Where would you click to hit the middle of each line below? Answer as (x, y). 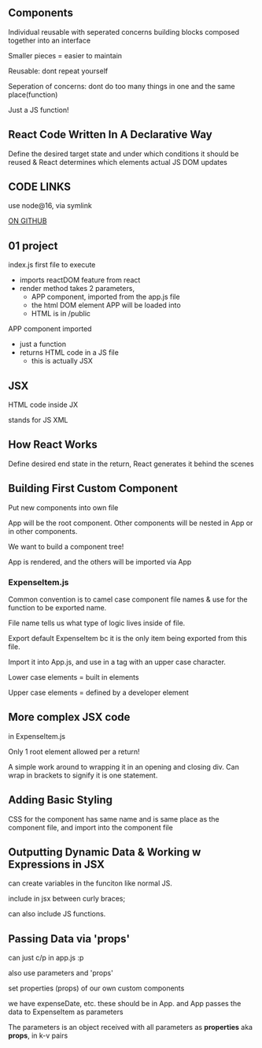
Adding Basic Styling (60, 800)
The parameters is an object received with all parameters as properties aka (131, 1027)
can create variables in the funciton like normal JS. (90, 883)
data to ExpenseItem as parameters (66, 1012)
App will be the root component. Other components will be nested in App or (131, 523)
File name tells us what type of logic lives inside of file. (97, 623)
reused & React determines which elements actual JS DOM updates (118, 162)
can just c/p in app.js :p (46, 958)
